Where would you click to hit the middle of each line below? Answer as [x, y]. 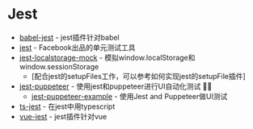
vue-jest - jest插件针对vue [63, 116]
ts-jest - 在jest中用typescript [67, 106]
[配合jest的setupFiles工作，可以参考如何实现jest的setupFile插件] [138, 76]
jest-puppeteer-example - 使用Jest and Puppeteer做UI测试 [129, 96]
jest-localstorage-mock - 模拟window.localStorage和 [107, 57]
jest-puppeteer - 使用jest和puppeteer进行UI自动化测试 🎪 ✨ [116, 86]
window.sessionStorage [59, 66]
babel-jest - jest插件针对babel [70, 37]
